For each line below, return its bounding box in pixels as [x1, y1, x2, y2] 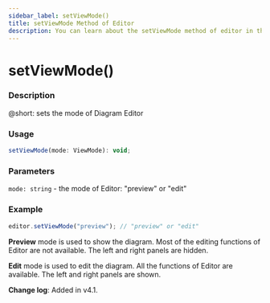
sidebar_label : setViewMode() [8, 11, 110, 20]
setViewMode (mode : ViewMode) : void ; [8, 146, 131, 155]
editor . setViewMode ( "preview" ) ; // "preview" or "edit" [8, 222, 199, 230]
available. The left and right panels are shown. [8, 269, 162, 279]
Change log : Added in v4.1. [8, 285, 98, 294]
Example [8, 204, 43, 215]
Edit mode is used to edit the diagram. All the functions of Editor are [8, 260, 233, 270]
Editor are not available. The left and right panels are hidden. [8, 245, 209, 255]
